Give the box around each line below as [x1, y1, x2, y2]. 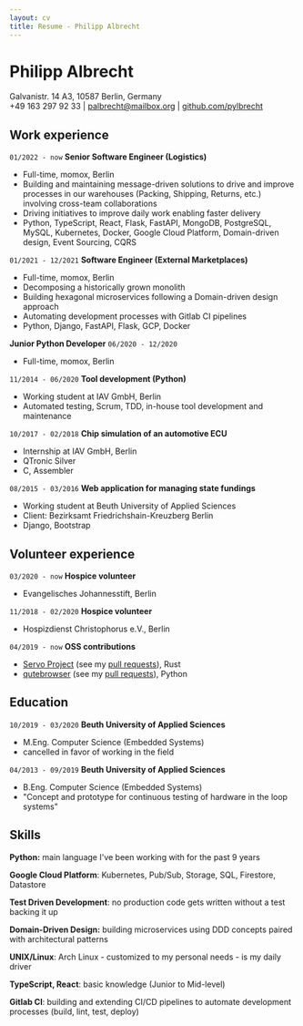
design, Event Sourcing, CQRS [22, 237, 136, 248]
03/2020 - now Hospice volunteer [9, 570, 136, 581]
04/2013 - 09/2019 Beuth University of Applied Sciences [9, 764, 226, 775]
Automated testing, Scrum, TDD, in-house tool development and [22, 401, 264, 412]
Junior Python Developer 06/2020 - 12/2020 [9, 338, 177, 349]
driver [9, 960, 32, 971]
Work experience [9, 127, 109, 142]
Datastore [9, 878, 46, 889]
